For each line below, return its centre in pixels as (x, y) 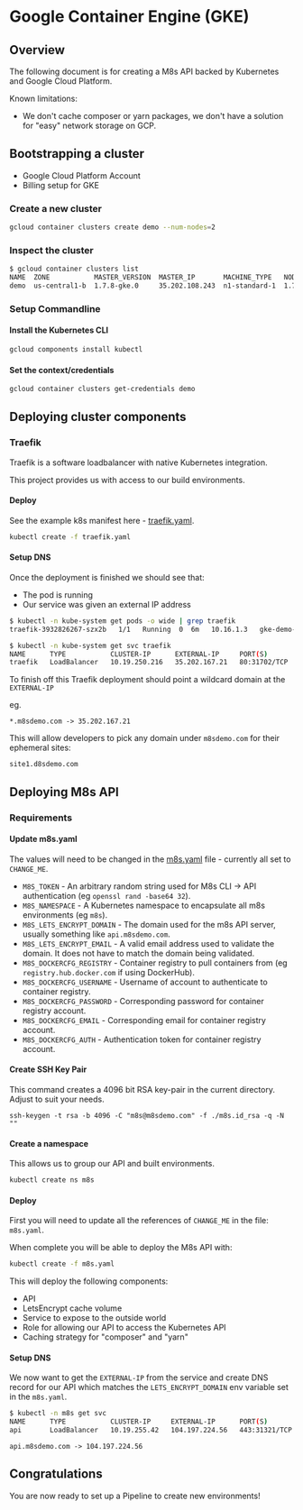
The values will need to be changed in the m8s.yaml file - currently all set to (150, 859)
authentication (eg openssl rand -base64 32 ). (106, 895)
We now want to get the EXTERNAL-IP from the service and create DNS (139, 1377)
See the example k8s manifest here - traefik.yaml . (102, 520)
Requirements (41, 818)
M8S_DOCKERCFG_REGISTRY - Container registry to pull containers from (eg (155, 963)
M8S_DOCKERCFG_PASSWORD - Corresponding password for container (143, 1001)
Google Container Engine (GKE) (129, 17)
